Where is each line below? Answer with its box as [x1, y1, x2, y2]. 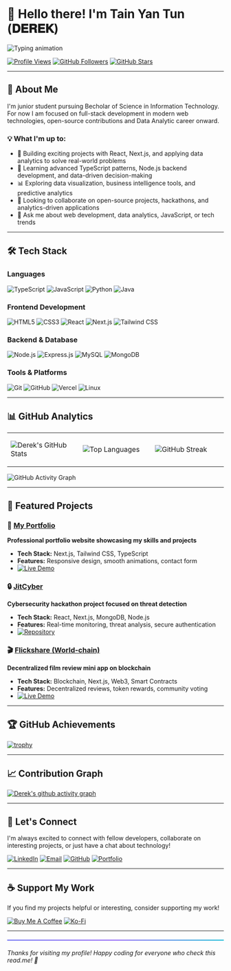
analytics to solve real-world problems [16, 157, 126, 165]
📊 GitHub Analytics [7, 411, 93, 422]
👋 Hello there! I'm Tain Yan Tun [7, 6, 186, 22]
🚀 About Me [7, 84, 58, 96]
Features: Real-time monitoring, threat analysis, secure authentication [16, 620, 217, 629]
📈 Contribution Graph [7, 767, 103, 779]
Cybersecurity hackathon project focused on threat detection [7, 600, 188, 608]
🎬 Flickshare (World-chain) [7, 646, 100, 655]
